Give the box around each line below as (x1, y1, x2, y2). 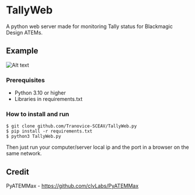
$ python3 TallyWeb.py (6, 134, 61, 140)
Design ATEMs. (6, 29, 43, 36)
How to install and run (6, 110, 69, 118)
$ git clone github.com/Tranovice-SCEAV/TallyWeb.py (6, 123, 137, 129)
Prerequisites (6, 76, 45, 84)
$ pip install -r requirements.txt (6, 128, 93, 134)
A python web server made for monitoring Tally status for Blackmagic (6, 23, 173, 30)
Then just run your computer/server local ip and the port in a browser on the (6, 144, 190, 151)
